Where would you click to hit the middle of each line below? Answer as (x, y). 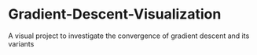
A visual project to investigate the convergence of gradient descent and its (129, 36)
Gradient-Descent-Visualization (115, 14)
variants (21, 43)
